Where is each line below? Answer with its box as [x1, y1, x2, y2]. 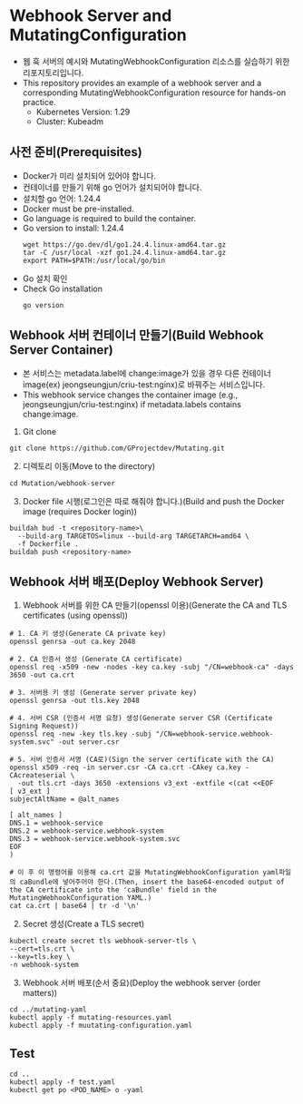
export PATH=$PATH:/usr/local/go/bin [22, 256, 166, 265]
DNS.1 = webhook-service [9, 818, 103, 828]
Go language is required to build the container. [22, 212, 197, 223]
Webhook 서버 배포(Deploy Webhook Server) [9, 573, 265, 590]
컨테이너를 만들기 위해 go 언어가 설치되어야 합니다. [22, 181, 202, 192]
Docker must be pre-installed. [22, 203, 134, 214]
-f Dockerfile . [17, 539, 79, 549]
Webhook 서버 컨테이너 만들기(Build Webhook [9, 327, 265, 343]
